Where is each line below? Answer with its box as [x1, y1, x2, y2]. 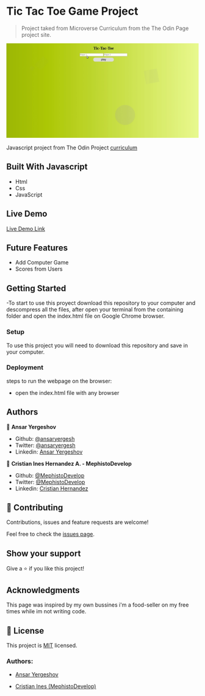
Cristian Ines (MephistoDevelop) [15, 683, 96, 690]
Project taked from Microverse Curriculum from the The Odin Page [21, 24, 189, 32]
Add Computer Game [15, 259, 69, 266]
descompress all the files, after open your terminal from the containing [6, 306, 184, 313]
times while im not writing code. [6, 608, 87, 615]
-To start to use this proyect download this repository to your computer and [6, 299, 196, 307]
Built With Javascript [6, 162, 88, 172]
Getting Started [6, 283, 67, 293]
